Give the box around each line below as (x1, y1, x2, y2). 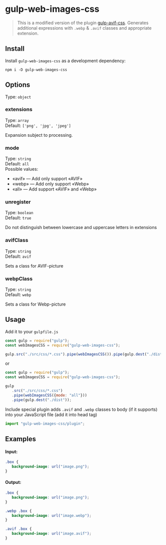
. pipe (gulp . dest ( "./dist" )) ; (11, 397, 72, 402)
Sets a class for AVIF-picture (5, 263, 63, 269)
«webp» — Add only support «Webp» (12, 181, 89, 187)
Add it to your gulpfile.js (5, 328, 58, 334)
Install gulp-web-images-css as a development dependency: (5, 58, 126, 64)
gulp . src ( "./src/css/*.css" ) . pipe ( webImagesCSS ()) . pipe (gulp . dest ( (5, 351, 147, 356)
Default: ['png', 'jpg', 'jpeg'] (5, 122, 72, 128)
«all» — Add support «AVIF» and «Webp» (12, 186, 97, 192)
